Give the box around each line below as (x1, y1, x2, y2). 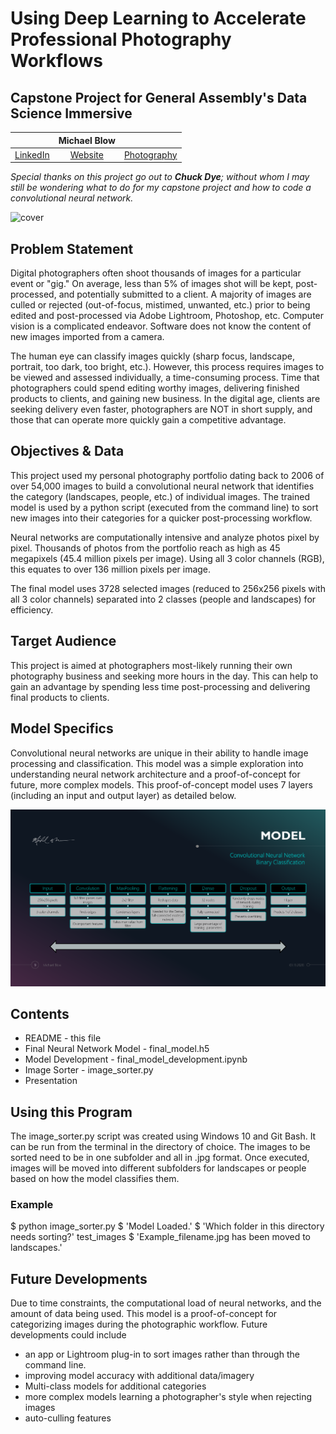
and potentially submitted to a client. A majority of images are (58, 288, 312, 301)
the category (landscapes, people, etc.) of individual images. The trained (10, 490, 311, 502)
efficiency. (10, 603, 54, 616)
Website (69, 148, 104, 161)
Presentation (24, 1075, 78, 1087)
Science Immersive (10, 105, 133, 122)
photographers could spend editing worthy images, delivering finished (10, 382, 300, 394)
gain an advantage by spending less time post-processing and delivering (10, 680, 311, 692)
